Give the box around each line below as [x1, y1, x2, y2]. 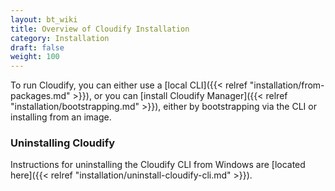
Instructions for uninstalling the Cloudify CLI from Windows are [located [10, 159, 306, 171]
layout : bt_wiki [10, 14, 78, 25]
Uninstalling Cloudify [10, 136, 116, 150]
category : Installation [10, 33, 110, 43]
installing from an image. [10, 111, 112, 123]
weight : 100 [10, 52, 60, 62]
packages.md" [10, 90, 71, 102]
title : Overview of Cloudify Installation [10, 24, 190, 34]
